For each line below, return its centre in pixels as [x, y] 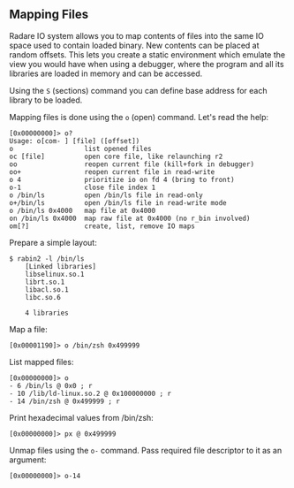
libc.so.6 [43, 297]
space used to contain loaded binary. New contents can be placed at [134, 45]
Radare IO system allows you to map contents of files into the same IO [137, 35]
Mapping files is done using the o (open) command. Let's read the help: [139, 117]
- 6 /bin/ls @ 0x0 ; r [51, 385]
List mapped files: [41, 362]
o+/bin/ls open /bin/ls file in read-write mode [118, 202]
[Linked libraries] [61, 266]
